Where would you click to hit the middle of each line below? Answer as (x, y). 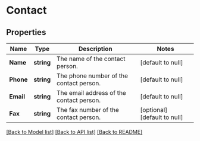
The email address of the (91, 93)
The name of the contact (91, 59)
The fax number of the (87, 110)
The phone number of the (92, 76)
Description (95, 49)
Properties (26, 32)
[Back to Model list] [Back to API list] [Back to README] (74, 132)
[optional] (154, 110)
